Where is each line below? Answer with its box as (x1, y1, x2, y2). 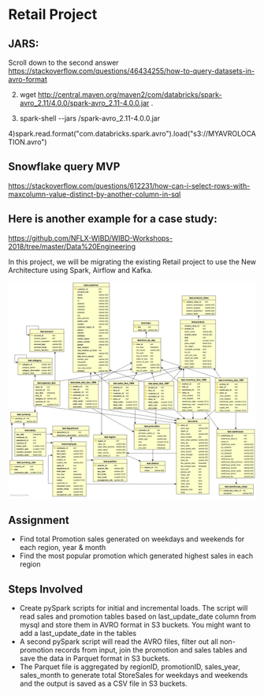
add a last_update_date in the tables (19, 629, 136, 638)
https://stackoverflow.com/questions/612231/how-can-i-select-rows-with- (8, 181, 251, 190)
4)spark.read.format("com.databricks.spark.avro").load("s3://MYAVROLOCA (8, 129, 256, 138)
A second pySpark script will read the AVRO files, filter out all (19, 637, 218, 646)
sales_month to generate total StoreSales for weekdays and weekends (19, 671, 248, 680)
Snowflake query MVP (8, 160, 121, 174)
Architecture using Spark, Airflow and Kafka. (8, 265, 153, 275)
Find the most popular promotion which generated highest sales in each (19, 551, 254, 561)
